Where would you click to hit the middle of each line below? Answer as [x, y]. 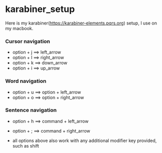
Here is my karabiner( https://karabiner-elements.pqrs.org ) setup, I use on [81, 23]
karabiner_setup [40, 9]
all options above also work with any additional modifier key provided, [85, 140]
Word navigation [26, 81]
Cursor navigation [28, 41]
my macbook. [19, 28]
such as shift [26, 145]
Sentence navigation [31, 110]
